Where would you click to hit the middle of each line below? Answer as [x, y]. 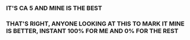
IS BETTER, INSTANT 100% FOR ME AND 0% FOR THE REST [92, 31]
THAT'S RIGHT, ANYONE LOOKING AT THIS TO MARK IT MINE [96, 23]
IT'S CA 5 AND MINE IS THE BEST [54, 8]
